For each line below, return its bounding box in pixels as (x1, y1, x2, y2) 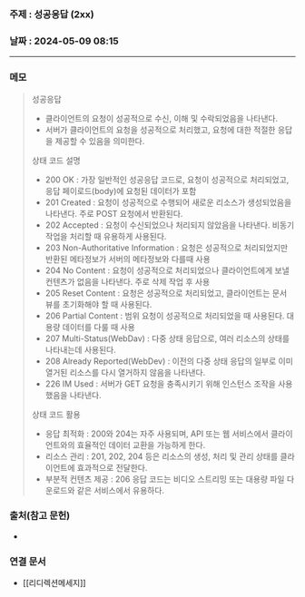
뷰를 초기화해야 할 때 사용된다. (44, 298, 152, 309)
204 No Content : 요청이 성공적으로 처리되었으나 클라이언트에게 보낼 (44, 265, 290, 276)
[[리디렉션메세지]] (22, 578, 86, 589)
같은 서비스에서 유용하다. (76, 484, 165, 495)
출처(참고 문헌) (9, 510, 71, 523)
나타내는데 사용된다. (44, 344, 116, 355)
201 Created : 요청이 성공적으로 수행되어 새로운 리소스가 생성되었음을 (44, 197, 292, 208)
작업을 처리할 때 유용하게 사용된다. (44, 230, 167, 241)
